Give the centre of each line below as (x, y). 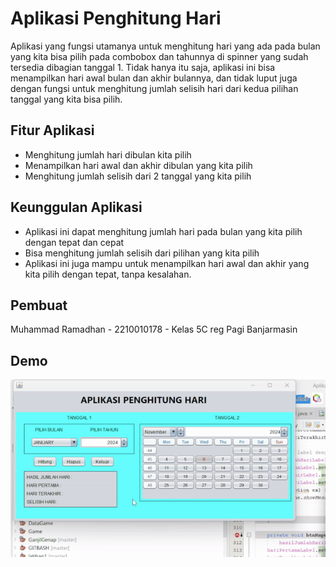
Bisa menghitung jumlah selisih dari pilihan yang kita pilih (142, 253)
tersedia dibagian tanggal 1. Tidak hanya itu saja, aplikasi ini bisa (143, 67)
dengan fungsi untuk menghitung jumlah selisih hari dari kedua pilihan (154, 88)
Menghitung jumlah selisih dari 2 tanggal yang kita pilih (138, 176)
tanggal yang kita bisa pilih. (66, 99)
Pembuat (39, 305)
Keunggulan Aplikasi (76, 207)
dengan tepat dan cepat (74, 242)
